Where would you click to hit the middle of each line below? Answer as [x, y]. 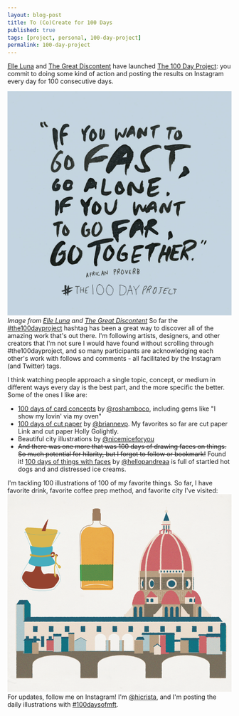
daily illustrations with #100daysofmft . [63, 704]
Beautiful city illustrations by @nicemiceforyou [86, 439]
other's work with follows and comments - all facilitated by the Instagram [114, 359]
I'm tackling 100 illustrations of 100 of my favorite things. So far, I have [110, 483]
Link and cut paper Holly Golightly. [68, 431]
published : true [31, 30]
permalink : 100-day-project [49, 45]
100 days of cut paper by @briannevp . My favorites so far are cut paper [123, 424]
